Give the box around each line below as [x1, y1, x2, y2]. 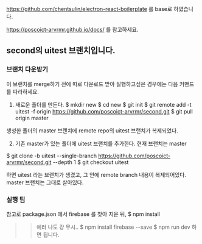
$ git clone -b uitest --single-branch [6, 152, 97, 159]
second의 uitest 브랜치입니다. [6, 45, 116, 56]
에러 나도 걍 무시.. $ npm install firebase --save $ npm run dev [36, 223, 190, 231]
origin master [15, 114, 49, 121]
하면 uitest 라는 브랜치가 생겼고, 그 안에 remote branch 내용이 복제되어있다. [6, 171, 187, 178]
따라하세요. [12, 88, 40, 95]
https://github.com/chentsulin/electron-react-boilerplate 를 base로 [6, 5, 172, 12]
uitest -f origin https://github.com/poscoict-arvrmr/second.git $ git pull [15, 107, 193, 115]
